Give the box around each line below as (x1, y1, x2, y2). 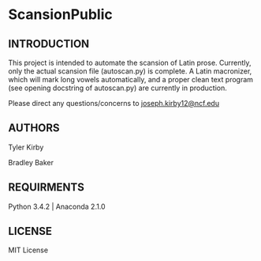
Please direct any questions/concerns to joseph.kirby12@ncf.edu (8, 99, 219, 108)
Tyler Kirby (8, 142, 44, 152)
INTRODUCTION (8, 37, 90, 51)
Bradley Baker (8, 157, 54, 167)
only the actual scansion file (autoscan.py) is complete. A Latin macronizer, (8, 66, 252, 76)
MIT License (8, 245, 49, 255)
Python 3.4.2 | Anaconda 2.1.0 (8, 202, 106, 211)
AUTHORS (8, 121, 61, 135)
